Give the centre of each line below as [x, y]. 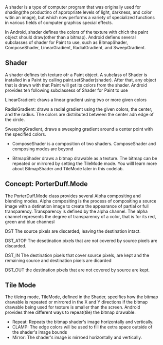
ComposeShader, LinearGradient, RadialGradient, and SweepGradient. [75, 48]
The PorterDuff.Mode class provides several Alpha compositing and [73, 196]
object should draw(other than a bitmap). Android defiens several [71, 37]
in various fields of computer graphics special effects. [59, 22]
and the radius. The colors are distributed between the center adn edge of [80, 114]
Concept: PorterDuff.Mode [46, 184]
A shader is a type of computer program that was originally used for [73, 7]
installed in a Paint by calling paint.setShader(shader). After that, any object [81, 80]
